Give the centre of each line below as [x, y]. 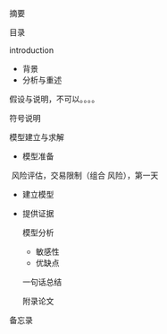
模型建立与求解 [37, 137]
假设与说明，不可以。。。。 [54, 99]
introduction [32, 50]
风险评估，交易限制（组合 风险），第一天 [85, 175]
